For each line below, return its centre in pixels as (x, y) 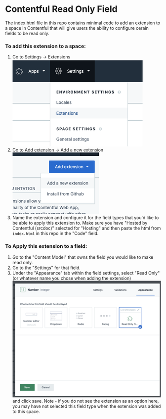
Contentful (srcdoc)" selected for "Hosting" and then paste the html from (86, 228)
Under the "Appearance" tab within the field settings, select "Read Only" (86, 273)
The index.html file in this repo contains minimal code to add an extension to (83, 23)
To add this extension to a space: (45, 46)
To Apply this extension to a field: (46, 246)
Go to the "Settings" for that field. (46, 268)
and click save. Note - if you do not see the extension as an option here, (85, 401)
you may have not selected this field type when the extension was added (86, 406)
